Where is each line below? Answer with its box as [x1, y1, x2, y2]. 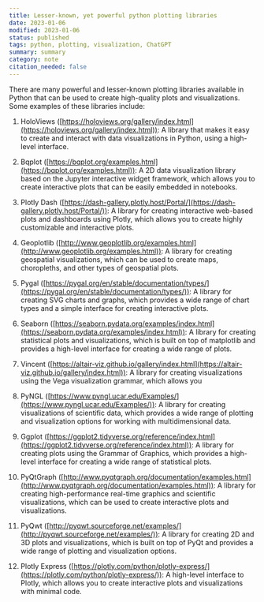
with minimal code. [20, 586, 82, 596]
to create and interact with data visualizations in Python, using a [20, 133, 229, 143]
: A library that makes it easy [157, 125, 251, 134]
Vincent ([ [20, 359, 54, 368]
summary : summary [9, 48, 66, 56]
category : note [9, 56, 59, 64]
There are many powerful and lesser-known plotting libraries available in [9, 84, 244, 94]
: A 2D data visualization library [134, 165, 236, 174]
